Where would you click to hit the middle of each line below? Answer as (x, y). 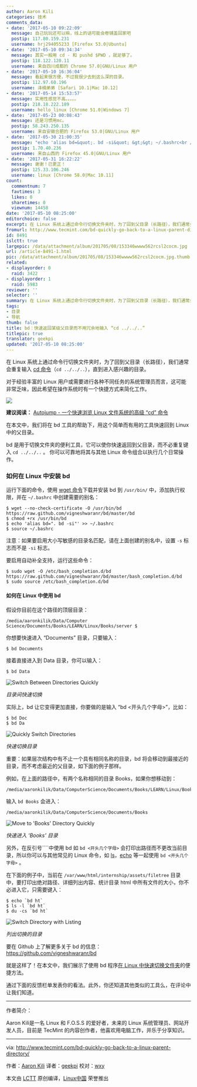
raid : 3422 (25, 274)
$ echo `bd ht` (25, 901)
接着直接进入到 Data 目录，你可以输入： (54, 660)
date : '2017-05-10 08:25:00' (42, 214)
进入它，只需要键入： (37, 889)
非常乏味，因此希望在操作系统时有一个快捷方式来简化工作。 (78, 389)
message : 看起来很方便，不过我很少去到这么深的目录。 (69, 77)
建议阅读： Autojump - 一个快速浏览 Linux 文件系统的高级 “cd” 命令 (87, 412)
